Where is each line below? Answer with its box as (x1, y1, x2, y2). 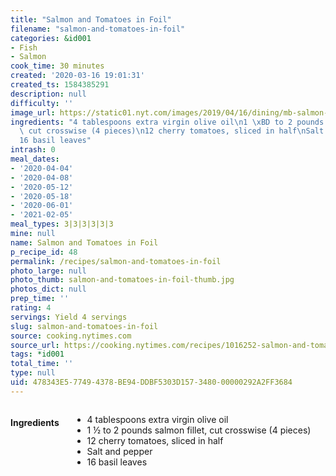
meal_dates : (10, 154, 60, 164)
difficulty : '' (10, 98, 74, 108)
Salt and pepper (86, 445, 153, 457)
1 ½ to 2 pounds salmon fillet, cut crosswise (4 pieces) (86, 424, 312, 436)
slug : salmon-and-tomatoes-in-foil (10, 321, 159, 331)
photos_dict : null (10, 284, 87, 295)
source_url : (10, 340, 60, 350)
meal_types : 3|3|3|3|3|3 (10, 219, 114, 230)
